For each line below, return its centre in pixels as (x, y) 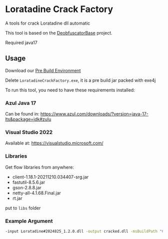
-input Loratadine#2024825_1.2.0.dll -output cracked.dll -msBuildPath (81, 231)
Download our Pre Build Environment (43, 70)
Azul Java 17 (21, 103)
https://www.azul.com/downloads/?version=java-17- (94, 114)
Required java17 (21, 42)
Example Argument (29, 221)
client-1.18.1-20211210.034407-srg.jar (50, 177)
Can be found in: (22, 114)
